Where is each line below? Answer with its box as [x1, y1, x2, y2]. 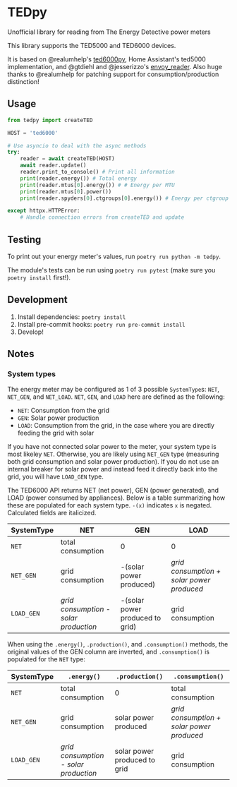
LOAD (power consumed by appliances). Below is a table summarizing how [7, 493, 226, 502]
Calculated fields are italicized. [7, 509, 97, 517]
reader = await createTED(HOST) [20, 155, 115, 162]
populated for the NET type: [7, 655, 86, 663]
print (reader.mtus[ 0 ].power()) [20, 188, 112, 195]
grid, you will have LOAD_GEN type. [7, 472, 104, 481]
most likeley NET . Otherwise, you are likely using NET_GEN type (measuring [7, 450, 219, 459]
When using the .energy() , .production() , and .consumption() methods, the [7, 640, 229, 649]
